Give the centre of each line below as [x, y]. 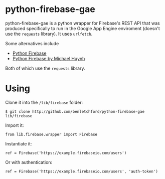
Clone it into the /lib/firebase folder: [44, 102]
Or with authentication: [29, 162]
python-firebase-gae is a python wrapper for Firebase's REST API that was [82, 23]
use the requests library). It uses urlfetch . [49, 34]
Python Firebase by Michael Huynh [49, 58]
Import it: [15, 125]
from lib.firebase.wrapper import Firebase [51, 134]
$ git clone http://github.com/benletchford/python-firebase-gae [75, 111]
